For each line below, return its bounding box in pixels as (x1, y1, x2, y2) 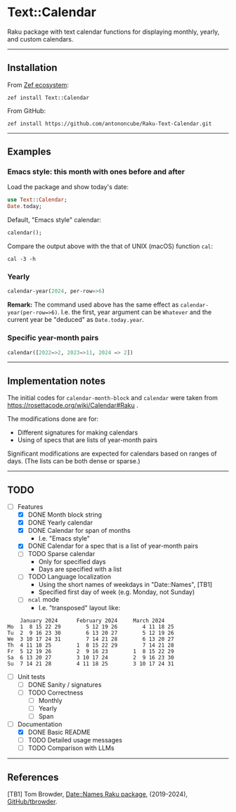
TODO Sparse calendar (27, 550, 96, 558)
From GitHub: (7, 106, 46, 115)
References (7, 771, 59, 783)
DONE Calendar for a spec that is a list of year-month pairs (27, 542, 199, 550)
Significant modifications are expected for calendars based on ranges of (7, 449, 217, 458)
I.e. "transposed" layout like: (38, 603, 121, 612)
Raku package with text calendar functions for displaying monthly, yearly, (7, 27, 220, 36)
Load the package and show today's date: (7, 183, 129, 191)
